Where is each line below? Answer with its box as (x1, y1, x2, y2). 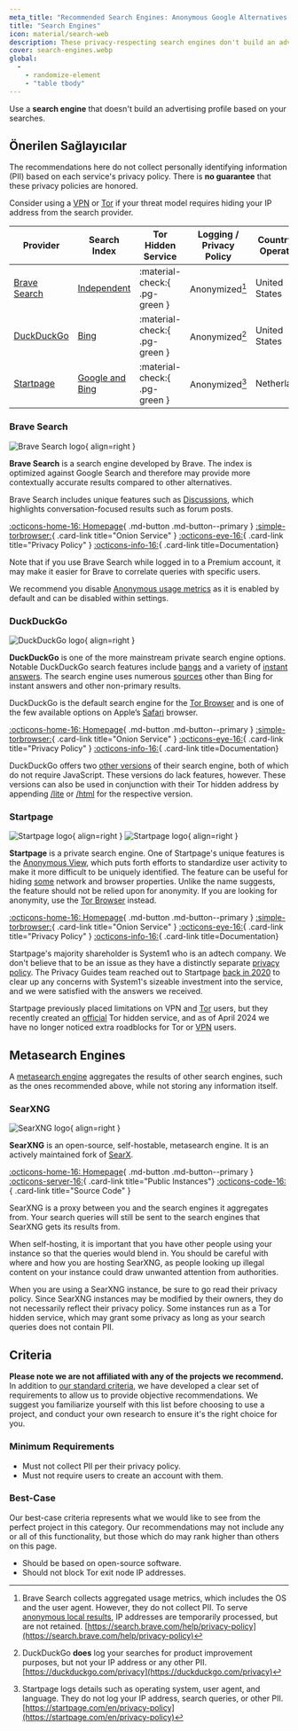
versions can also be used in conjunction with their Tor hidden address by (9, 779, 279, 790)
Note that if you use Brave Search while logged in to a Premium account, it (9, 556, 281, 568)
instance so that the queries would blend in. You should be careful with (9, 1248, 269, 1259)
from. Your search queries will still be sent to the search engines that (9, 1212, 260, 1223)
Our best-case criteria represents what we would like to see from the (9, 1512, 261, 1523)
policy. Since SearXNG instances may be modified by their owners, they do (9, 1294, 284, 1304)
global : (9, 54, 38, 63)
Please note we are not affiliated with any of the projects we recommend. (9, 1371, 284, 1382)
